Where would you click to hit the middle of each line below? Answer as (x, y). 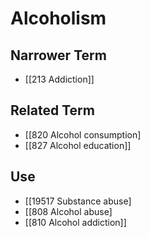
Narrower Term (58, 55)
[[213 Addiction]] (59, 79)
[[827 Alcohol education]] (78, 145)
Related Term (52, 110)
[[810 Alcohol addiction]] (75, 222)
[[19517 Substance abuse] (78, 201)
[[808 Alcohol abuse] (68, 211)
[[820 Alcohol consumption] (83, 134)
